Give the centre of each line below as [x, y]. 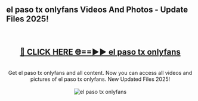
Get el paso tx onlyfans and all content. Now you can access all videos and [100, 72]
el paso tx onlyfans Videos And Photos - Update [97, 10]
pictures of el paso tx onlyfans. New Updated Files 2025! [100, 79]
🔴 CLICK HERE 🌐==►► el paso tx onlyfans [100, 52]
